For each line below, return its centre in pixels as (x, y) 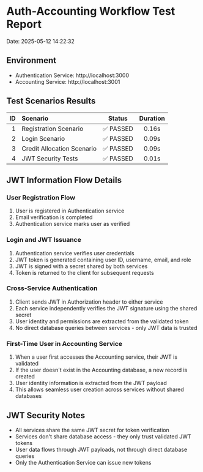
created (25, 376)
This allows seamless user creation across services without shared (100, 389)
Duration (152, 118)
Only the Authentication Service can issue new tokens (83, 462)
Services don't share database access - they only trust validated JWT (103, 436)
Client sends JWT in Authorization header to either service (89, 302)
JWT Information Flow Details (64, 180)
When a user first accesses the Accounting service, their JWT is (96, 357)
